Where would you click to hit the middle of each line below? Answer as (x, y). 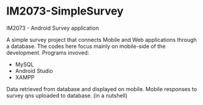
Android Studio (34, 70)
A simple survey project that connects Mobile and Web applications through (101, 39)
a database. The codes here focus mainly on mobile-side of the (86, 46)
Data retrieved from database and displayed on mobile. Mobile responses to (101, 89)
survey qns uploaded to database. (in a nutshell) (67, 95)
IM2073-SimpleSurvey (65, 11)
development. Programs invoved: (48, 52)
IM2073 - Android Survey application (53, 28)
